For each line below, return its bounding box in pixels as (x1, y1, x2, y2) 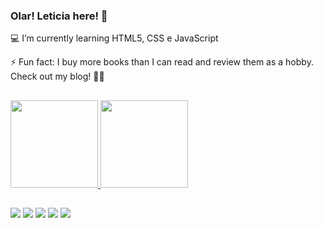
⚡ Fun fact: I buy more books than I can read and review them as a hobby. (10, 56, 314, 68)
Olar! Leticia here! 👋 (10, 9, 108, 23)
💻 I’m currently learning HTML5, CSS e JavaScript (10, 32, 219, 44)
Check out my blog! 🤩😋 (10, 70, 105, 83)
